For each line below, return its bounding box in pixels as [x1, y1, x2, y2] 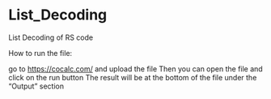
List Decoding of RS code [8, 32, 94, 42]
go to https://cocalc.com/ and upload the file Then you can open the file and [8, 63, 263, 74]
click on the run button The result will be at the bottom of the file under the [8, 72, 257, 82]
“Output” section [8, 81, 65, 91]
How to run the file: [8, 48, 73, 58]
